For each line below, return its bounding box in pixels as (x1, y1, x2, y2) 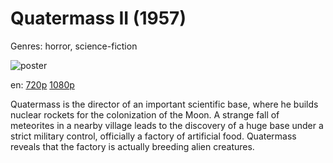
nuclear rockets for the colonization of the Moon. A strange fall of (10, 108, 280, 121)
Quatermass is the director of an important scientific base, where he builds (10, 98, 319, 110)
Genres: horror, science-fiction (10, 40, 138, 52)
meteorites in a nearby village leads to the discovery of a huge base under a (10, 119, 324, 131)
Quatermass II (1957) (10, 7, 187, 30)
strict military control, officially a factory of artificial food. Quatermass (10, 130, 297, 142)
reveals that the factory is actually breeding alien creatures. (10, 140, 255, 152)
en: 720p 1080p (10, 78, 75, 91)
